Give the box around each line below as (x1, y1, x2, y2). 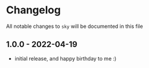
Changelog (6, 3, 61, 17)
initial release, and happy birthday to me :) (14, 55, 117, 62)
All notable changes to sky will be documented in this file (6, 23, 143, 30)
